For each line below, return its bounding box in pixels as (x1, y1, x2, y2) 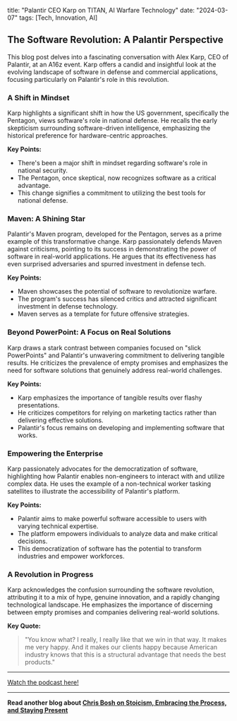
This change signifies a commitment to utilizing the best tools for (17, 189, 206, 197)
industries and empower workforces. (17, 552, 125, 560)
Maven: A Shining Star (7, 214, 86, 224)
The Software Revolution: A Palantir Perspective (7, 34, 224, 46)
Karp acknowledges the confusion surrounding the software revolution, (7, 585, 215, 594)
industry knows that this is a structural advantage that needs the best (24, 650, 226, 659)
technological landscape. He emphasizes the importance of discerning (7, 600, 213, 609)
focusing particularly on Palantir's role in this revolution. (7, 75, 169, 83)
